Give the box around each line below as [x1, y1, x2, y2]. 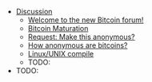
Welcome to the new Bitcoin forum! [27, 15, 144, 25]
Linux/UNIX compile [27, 49, 94, 58]
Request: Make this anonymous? [27, 32, 136, 41]
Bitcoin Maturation [27, 24, 89, 33]
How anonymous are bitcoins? [27, 41, 128, 50]
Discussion [15, 7, 53, 16]
